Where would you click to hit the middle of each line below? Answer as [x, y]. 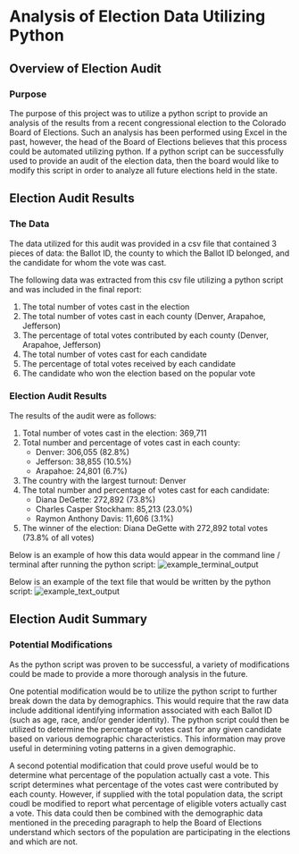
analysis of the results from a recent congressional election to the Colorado [148, 123]
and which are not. [44, 841]
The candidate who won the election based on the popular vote [139, 373]
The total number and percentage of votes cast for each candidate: [146, 490]
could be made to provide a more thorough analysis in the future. [129, 673]
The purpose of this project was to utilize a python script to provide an [138, 113]
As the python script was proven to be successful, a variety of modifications [149, 664]
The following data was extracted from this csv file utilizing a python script [146, 280]
